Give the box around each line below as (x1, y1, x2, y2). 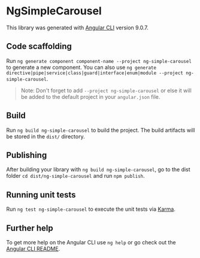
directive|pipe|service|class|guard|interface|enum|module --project (6, 70, 184, 76)
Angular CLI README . (6, 245, 60, 252)
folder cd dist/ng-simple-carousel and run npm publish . (6, 172, 145, 180)
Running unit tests (6, 190, 76, 200)
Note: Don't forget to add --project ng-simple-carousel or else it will (20, 87, 192, 94)
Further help (6, 223, 54, 233)
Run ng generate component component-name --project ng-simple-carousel (6, 57, 192, 64)
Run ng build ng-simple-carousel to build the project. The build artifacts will (6, 126, 195, 133)
